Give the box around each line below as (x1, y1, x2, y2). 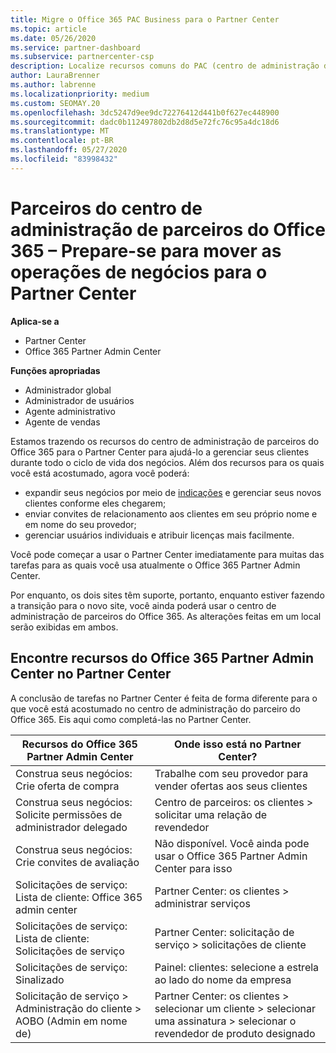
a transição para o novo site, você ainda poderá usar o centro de (10, 599, 277, 611)
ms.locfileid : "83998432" (10, 154, 118, 164)
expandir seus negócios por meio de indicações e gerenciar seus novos (24, 486, 322, 498)
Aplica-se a (10, 315, 60, 327)
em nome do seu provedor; (24, 518, 137, 530)
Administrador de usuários (24, 394, 135, 406)
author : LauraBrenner (10, 71, 101, 81)
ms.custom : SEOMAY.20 (10, 98, 101, 108)
